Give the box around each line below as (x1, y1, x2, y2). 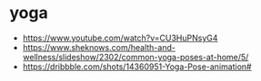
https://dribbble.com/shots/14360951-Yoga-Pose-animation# (22, 61, 252, 72)
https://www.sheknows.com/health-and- (22, 41, 176, 52)
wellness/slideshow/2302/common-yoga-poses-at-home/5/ (22, 51, 249, 62)
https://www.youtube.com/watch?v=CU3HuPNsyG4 (22, 32, 218, 43)
